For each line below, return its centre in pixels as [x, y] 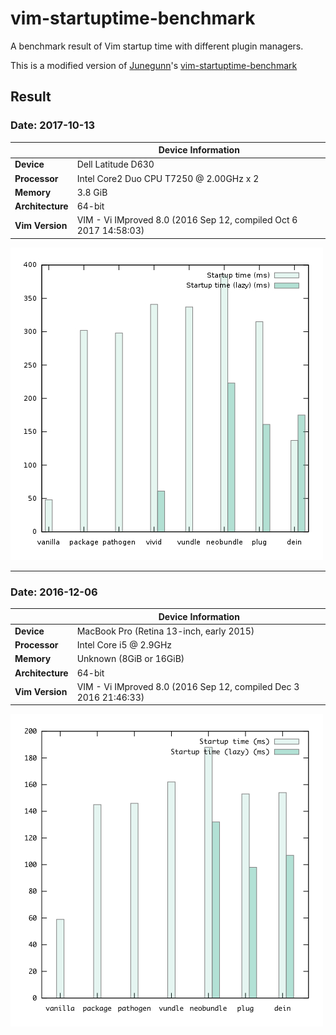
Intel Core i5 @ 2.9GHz [124, 645]
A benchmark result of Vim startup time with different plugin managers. [157, 46]
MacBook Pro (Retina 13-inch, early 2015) [165, 631]
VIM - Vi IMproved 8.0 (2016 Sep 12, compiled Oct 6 [187, 220]
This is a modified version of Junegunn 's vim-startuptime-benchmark [154, 65]
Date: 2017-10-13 [53, 125]
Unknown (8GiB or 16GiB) [130, 659]
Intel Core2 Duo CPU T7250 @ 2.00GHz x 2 [168, 178]
